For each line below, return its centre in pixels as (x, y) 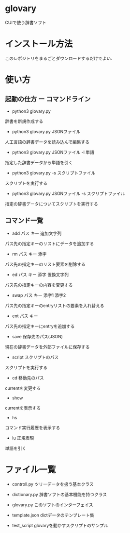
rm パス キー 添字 (29, 254)
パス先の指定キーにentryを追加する (40, 326)
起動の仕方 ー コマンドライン (48, 99)
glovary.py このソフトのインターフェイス (52, 505)
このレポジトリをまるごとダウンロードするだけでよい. (59, 58)
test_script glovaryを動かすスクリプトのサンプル (60, 525)
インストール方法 (39, 44)
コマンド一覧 (24, 221)
